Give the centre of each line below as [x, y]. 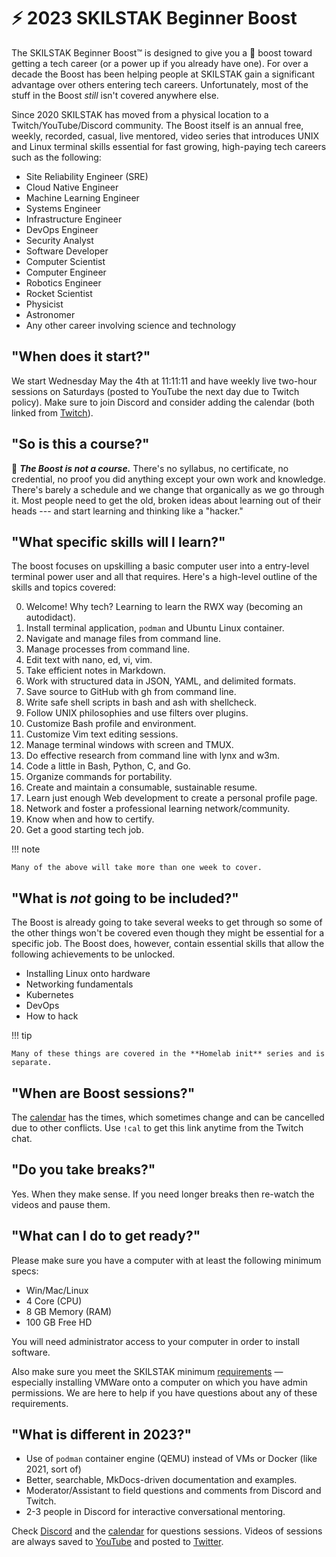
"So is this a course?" [80, 444]
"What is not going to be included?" [125, 898]
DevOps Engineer [62, 229]
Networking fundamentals [79, 984]
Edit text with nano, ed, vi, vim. [89, 660]
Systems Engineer [63, 208]
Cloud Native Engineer [72, 187]
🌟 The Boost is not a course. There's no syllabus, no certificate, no [150, 468]
